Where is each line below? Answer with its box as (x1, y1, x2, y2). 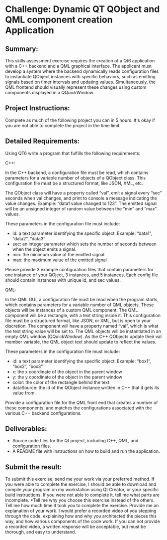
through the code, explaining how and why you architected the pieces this (5, 513, 157, 519)
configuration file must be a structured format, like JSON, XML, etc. (5, 180, 143, 186)
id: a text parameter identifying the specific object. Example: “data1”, (12, 230, 153, 236)
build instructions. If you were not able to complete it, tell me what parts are (5, 492, 160, 498)
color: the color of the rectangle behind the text (12, 379, 110, 385)
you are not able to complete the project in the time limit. (5, 122, 121, 128)
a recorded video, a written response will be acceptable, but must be (5, 524, 146, 530)
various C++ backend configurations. (5, 410, 82, 416)
